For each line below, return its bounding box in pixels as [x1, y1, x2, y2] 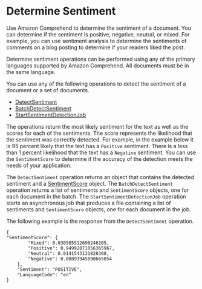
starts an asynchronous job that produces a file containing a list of [6, 199, 171, 206]
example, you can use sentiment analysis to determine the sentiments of [6, 37, 187, 44]
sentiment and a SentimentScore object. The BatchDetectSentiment [6, 180, 174, 187]
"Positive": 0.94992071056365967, [28, 245, 115, 251]
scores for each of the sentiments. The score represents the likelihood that [6, 129, 192, 137]
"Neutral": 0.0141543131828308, [28, 250, 110, 256]
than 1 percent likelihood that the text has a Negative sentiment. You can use [6, 149, 197, 156]
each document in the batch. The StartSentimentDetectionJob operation [6, 192, 186, 200]
